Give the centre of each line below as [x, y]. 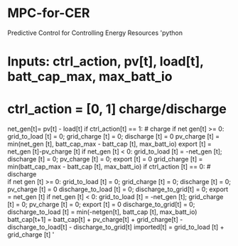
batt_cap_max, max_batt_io [90, 77]
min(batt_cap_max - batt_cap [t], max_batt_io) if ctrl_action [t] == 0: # [109, 167]
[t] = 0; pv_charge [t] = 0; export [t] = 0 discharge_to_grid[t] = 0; [101, 205]
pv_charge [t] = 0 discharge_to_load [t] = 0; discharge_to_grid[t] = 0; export [118, 189]
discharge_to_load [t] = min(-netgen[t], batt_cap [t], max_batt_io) [102, 212]
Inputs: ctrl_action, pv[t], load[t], [106, 61]
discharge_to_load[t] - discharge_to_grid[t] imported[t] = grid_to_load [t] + [116, 227]
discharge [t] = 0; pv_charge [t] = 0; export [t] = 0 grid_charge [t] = [105, 159]
